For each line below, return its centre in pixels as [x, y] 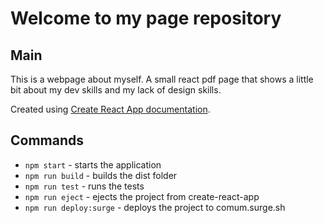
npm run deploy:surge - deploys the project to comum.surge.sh [155, 207]
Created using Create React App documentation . [110, 109]
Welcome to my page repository [146, 18]
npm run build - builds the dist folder [101, 175]
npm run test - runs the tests [84, 186]
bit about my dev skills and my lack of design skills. [116, 90]
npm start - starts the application [93, 164]
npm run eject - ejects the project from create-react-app [142, 196]
